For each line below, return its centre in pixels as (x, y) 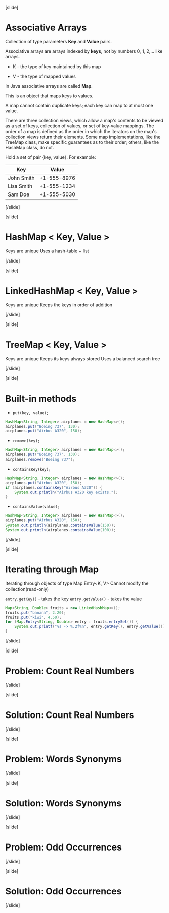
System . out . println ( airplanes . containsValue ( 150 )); (60, 525)
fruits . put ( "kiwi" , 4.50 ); (33, 617)
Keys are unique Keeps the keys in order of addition (59, 305)
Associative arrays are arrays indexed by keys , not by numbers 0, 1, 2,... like (84, 51)
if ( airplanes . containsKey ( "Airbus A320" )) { (54, 487)
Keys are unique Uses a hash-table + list (47, 251)
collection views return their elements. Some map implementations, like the (83, 137)
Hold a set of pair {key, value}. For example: (51, 157)
